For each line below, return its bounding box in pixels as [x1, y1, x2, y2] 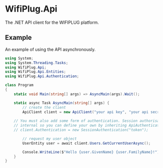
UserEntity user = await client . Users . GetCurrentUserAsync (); [22, 141, 151, 146]
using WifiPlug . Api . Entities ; [5, 69, 66, 74]
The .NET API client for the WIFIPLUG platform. [5, 19, 99, 25]
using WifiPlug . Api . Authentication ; [5, 74, 79, 79]
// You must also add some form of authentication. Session [14, 118, 138, 123]
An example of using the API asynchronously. [5, 46, 96, 52]
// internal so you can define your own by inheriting [14, 123, 127, 128]
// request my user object [22, 136, 77, 141]
